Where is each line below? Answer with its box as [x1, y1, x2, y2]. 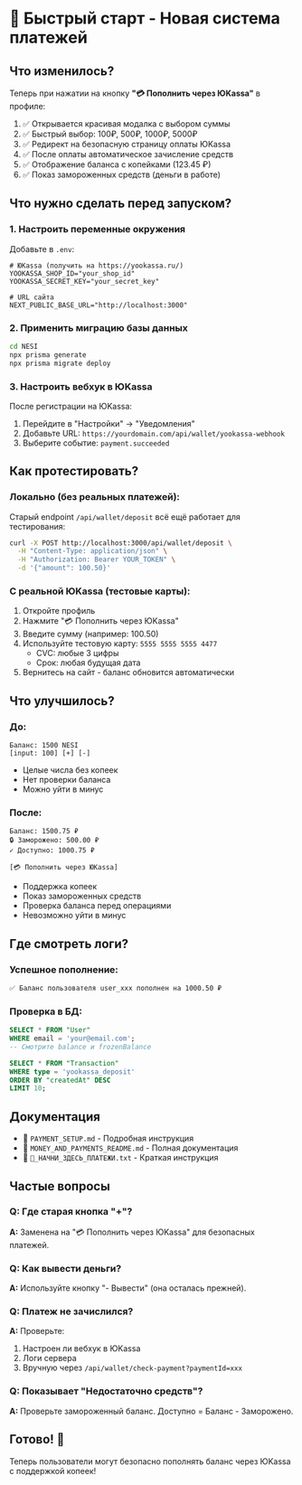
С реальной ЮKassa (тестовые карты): [9, 585, 191, 597]
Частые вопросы [9, 1179, 110, 1194]
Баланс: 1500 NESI [9, 741, 79, 750]
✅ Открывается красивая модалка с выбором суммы [22, 118, 231, 129]
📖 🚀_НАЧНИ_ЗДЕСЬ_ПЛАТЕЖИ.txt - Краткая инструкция [22, 1152, 219, 1163]
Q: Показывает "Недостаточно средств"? [9, 1385, 203, 1397]
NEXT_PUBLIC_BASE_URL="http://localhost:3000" [9, 300, 188, 310]
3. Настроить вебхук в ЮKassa [9, 380, 153, 392]
